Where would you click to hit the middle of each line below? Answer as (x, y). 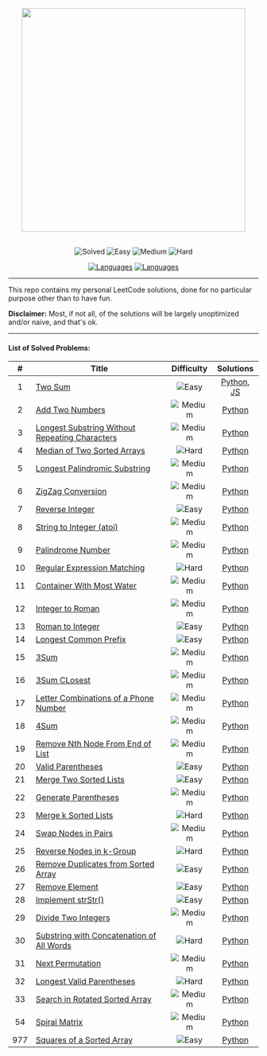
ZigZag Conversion (71, 491)
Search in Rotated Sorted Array (94, 1000)
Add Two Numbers (70, 410)
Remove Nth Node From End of (93, 744)
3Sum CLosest (63, 681)
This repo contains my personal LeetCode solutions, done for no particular (130, 290)
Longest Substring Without (85, 428)
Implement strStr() (70, 900)
